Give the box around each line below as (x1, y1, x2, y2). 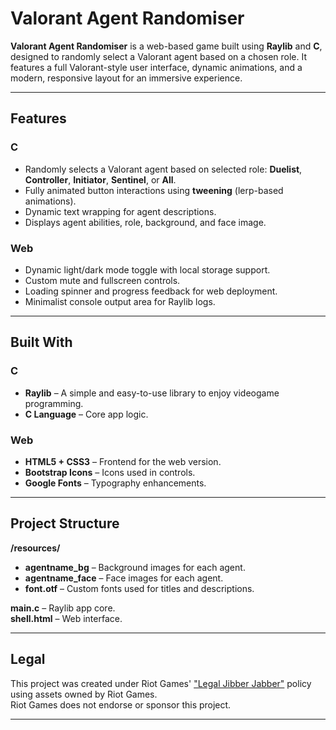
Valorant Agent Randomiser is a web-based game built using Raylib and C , (10, 40, 323, 52)
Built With (10, 334, 73, 351)
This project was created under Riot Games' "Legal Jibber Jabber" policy (10, 677, 312, 689)
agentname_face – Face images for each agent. (24, 572, 224, 584)
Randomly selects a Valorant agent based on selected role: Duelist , (24, 163, 303, 175)
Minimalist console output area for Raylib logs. (24, 295, 216, 307)
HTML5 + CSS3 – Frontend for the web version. (24, 455, 222, 467)
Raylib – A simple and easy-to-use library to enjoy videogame (24, 387, 280, 399)
